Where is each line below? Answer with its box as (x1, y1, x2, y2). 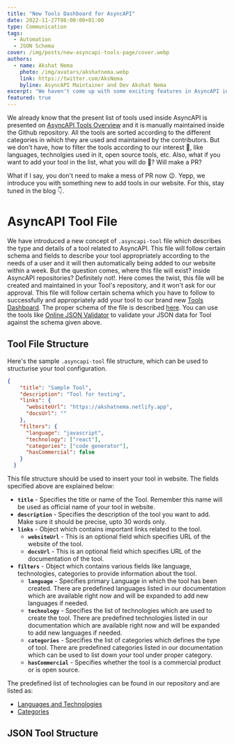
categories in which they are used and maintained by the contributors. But (7, 136, 220, 144)
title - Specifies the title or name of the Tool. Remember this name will (17, 495, 223, 504)
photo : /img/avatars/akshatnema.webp (19, 68, 130, 75)
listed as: (7, 687, 33, 695)
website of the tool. (27, 540, 84, 548)
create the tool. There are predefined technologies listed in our (27, 614, 208, 622)
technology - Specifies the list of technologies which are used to (27, 607, 212, 614)
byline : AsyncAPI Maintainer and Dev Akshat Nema (19, 82, 167, 88)
